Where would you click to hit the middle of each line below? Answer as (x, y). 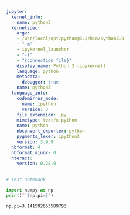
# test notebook (26, 180)
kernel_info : (27, 17)
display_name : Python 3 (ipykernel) (61, 66)
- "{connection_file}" (44, 60)
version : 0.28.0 (37, 164)
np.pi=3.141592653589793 (36, 206)
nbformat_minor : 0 (34, 152)
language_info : (30, 93)
